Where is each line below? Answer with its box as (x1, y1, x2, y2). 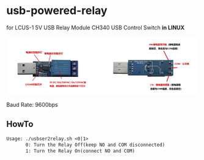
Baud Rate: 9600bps (6, 101, 58, 109)
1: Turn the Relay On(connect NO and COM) (25, 148, 136, 155)
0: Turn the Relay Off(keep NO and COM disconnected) (25, 142, 166, 148)
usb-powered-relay (6, 4, 108, 18)
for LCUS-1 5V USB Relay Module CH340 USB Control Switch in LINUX (6, 24, 185, 31)
